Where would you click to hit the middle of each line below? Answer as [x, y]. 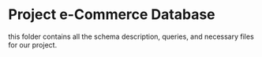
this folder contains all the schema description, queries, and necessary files [131, 36]
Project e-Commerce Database [112, 15]
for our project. [33, 44]
